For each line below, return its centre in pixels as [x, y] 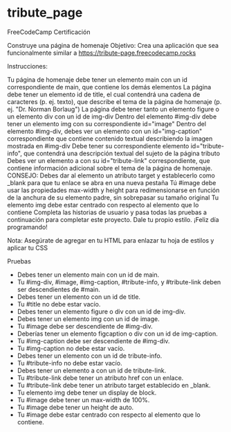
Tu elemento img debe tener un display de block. [87, 392]
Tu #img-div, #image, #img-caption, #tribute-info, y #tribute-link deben [119, 282]
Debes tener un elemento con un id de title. [78, 297]
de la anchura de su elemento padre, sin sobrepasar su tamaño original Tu [113, 197]
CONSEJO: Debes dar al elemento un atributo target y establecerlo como [111, 175]
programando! [28, 227]
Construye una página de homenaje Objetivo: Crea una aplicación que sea [113, 45]
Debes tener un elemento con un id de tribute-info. [90, 356]
